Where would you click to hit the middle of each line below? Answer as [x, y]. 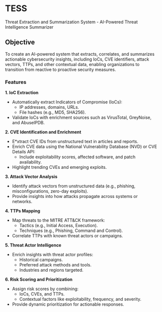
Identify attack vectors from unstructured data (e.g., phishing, [74, 186]
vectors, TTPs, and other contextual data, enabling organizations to [72, 64]
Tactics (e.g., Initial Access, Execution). [58, 226]
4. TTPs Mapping [23, 211]
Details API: [24, 152]
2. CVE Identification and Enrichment [43, 132]
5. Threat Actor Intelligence [33, 245]
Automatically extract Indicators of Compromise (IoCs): [67, 102]
